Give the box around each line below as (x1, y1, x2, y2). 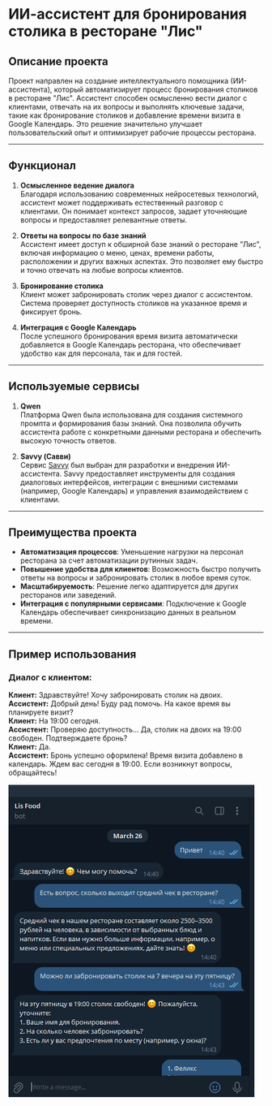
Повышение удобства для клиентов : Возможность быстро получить (19, 564, 261, 574)
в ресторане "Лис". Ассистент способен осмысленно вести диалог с (8, 93, 248, 102)
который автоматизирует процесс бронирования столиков (53, 84, 258, 94)
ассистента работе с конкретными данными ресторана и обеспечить (19, 427, 261, 437)
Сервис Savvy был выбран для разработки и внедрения (19, 460, 215, 469)
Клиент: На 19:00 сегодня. (8, 716, 101, 726)
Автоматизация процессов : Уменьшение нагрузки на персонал (19, 547, 244, 557)
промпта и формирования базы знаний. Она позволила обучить (19, 418, 242, 428)
